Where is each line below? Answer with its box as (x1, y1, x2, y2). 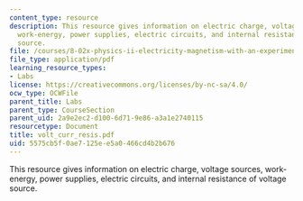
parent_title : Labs (9, 96, 83, 106)
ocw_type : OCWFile (9, 88, 78, 97)
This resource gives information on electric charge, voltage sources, (9, 163, 263, 174)
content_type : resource (9, 13, 99, 23)
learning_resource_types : (9, 64, 106, 73)
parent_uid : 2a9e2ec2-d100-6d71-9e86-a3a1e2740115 (9, 114, 204, 123)
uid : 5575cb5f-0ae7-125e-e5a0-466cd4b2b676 (9, 139, 176, 148)
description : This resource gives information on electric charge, (9, 22, 269, 31)
